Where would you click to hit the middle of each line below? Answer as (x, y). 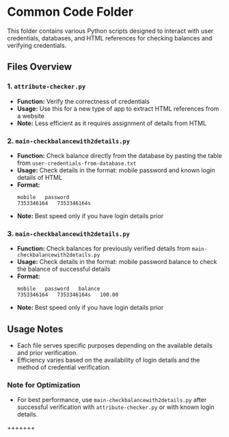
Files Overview (40, 67)
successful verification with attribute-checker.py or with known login (116, 407)
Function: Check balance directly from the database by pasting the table (119, 155)
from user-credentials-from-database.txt (77, 163)
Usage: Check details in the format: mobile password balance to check (117, 262)
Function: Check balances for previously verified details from (104, 249)
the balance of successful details (64, 269)
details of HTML (40, 177)
